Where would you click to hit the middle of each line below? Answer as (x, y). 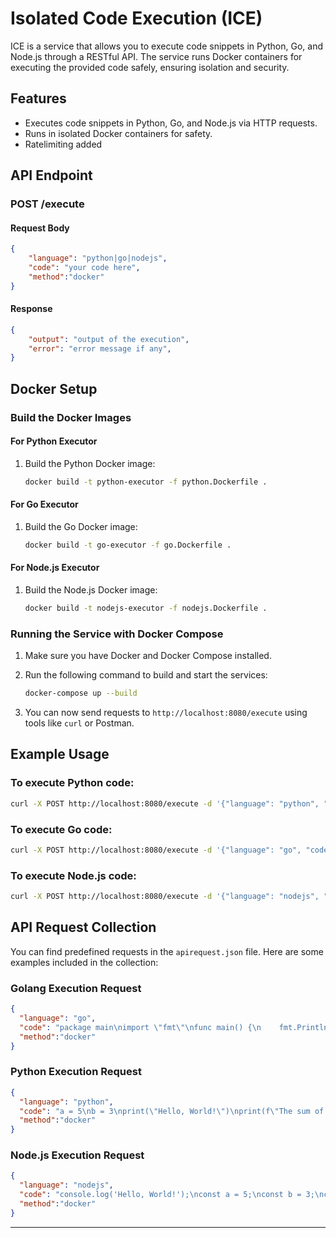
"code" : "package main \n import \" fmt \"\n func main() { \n (140, 1027)
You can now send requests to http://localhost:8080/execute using (166, 713)
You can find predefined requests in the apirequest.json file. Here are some (167, 951)
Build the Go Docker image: (81, 526)
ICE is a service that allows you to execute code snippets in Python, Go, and (167, 46)
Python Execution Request (76, 1072)
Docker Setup (54, 388)
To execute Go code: (61, 829)
